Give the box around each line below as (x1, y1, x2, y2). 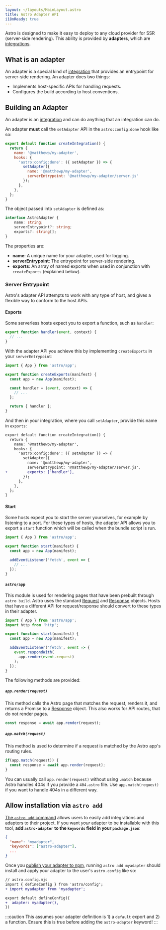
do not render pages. (5, 711, 49, 717)
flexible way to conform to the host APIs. (5, 298, 88, 304)
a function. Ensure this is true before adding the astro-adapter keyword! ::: (5, 919, 158, 925)
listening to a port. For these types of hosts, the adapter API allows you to (5, 520, 156, 526)
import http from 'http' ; (5, 622, 59, 627)
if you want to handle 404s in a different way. (5, 786, 98, 793)
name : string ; (14, 220, 43, 225)
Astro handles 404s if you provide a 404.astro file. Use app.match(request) (5, 781, 159, 787)
